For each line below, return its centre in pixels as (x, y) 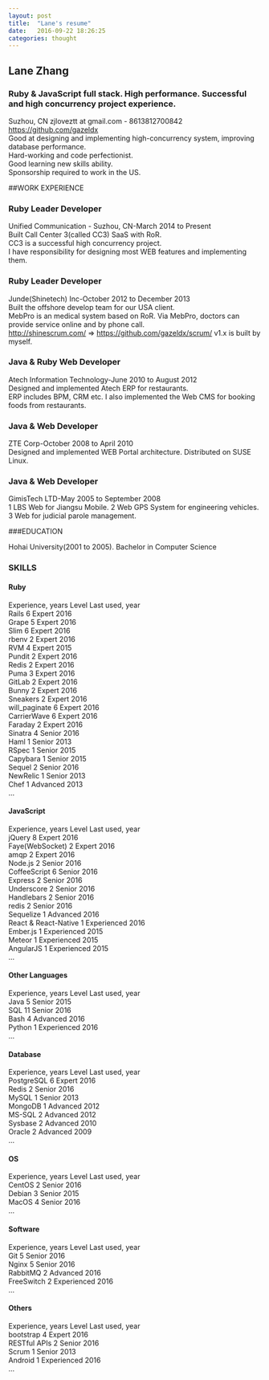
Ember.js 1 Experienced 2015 (56, 931)
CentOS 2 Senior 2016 (45, 1185)
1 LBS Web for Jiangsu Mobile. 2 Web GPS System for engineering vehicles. (134, 508)
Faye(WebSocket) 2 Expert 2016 (61, 846)
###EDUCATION (36, 532)
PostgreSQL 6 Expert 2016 (52, 1080)
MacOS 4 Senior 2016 (45, 1202)
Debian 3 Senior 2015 (44, 1194)
